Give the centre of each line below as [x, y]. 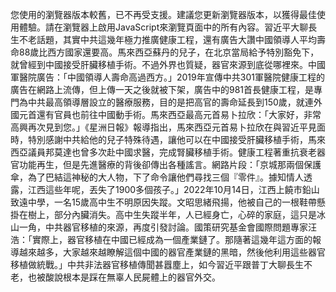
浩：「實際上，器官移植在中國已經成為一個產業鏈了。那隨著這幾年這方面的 [161, 239]
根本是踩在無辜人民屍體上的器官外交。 [141, 277]
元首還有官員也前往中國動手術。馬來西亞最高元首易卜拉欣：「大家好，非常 [170, 114]
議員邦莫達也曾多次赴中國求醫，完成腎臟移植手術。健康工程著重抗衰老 [172, 152]
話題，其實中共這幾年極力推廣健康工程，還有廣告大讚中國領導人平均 [176, 39]
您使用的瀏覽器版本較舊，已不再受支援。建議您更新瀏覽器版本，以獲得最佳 [163, 14]
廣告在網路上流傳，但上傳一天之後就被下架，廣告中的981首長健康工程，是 [162, 89]
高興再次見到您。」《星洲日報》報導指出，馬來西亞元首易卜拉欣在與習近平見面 [168, 127]
